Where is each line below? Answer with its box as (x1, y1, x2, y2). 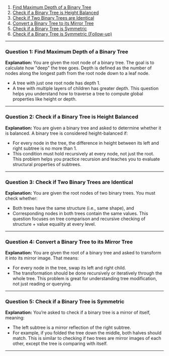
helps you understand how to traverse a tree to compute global (12, 91, 143, 97)
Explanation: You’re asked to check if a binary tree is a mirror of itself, (5, 309, 151, 316)
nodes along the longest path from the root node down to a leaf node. (5, 70, 150, 76)
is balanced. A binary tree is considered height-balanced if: (5, 130, 128, 136)
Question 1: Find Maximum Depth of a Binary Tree (5, 48, 128, 55)
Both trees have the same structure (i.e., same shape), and (12, 205, 134, 211)
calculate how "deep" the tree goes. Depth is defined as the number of (5, 65, 152, 71)
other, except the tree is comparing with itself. (12, 340, 108, 346)
